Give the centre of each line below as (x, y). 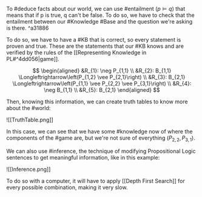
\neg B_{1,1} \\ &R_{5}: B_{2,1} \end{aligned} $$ (102, 90)
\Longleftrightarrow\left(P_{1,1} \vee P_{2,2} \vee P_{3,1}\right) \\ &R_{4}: (102, 83)
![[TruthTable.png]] (30, 120)
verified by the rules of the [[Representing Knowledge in (76, 53)
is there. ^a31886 (28, 28)
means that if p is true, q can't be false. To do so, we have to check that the (101, 15)
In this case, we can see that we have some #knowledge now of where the (99, 131)
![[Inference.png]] (29, 169)
